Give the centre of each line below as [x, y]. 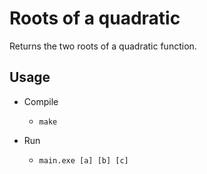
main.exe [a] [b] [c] [83, 160]
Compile [41, 101]
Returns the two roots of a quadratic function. [103, 46]
